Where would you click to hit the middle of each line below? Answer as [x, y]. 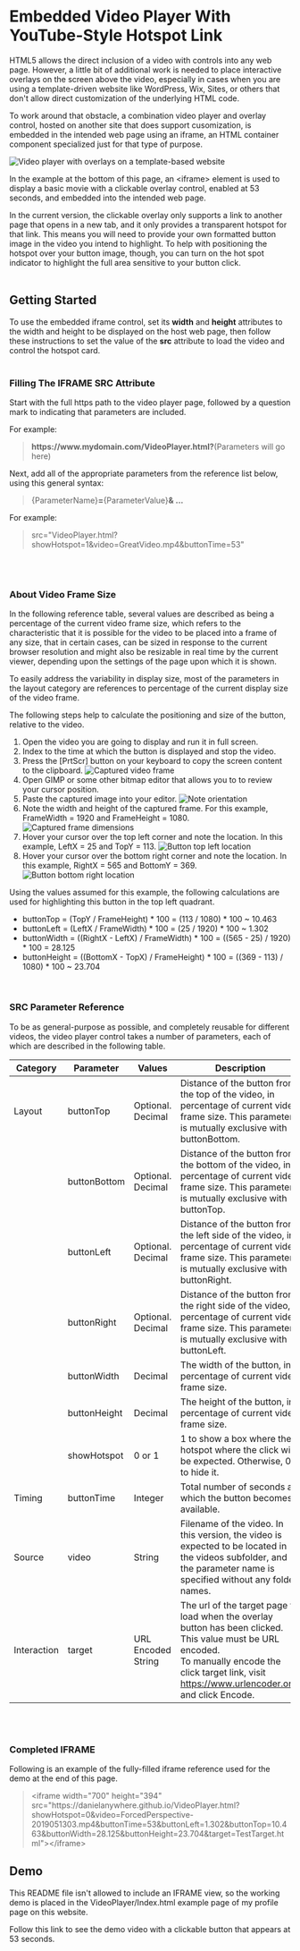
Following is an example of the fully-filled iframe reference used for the [140, 1769]
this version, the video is [231, 1534]
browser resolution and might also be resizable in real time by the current [144, 652]
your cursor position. [61, 790]
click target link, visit [223, 1672]
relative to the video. [47, 725]
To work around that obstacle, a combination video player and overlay [137, 115]
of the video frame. [45, 698]
